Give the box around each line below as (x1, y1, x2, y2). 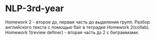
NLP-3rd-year (5, 3, 64, 14)
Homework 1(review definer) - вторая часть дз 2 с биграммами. (5, 29, 140, 35)
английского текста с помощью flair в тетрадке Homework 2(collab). (5, 24, 150, 30)
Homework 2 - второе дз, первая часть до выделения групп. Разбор (5, 19, 151, 25)
